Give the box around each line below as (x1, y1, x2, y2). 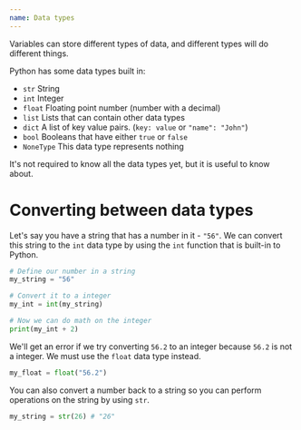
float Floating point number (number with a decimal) (22, 102, 221, 113)
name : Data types (9, 13, 75, 23)
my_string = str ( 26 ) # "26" (9, 412, 116, 421)
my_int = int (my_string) (9, 300, 103, 309)
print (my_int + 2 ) (9, 324, 79, 334)
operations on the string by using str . (9, 394, 150, 405)
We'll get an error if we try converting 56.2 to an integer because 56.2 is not (9, 341, 293, 352)
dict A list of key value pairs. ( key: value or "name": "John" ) (22, 122, 248, 132)
